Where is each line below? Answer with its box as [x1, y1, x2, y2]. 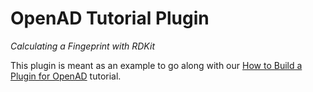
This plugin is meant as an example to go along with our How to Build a [10, 59, 303, 71]
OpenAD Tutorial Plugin [10, 7, 210, 30]
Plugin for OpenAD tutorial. [10, 70, 122, 82]
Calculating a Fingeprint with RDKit [10, 40, 155, 52]
